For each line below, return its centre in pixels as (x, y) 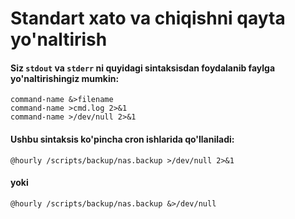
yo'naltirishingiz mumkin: (65, 78)
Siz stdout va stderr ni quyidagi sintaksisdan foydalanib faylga (143, 68)
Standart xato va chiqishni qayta (148, 18)
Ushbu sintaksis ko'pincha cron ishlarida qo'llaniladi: (122, 139)
